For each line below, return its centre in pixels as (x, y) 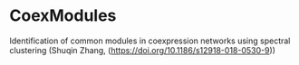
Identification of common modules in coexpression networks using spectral (150, 41)
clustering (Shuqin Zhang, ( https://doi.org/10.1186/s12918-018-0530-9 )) (143, 50)
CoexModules (63, 16)
